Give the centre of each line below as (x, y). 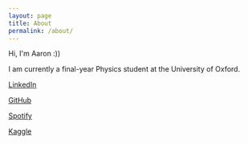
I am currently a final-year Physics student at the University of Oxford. (124, 69)
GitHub (20, 101)
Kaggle (20, 132)
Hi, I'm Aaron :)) (35, 54)
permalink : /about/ (41, 31)
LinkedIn (22, 84)
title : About (30, 23)
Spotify (20, 116)
